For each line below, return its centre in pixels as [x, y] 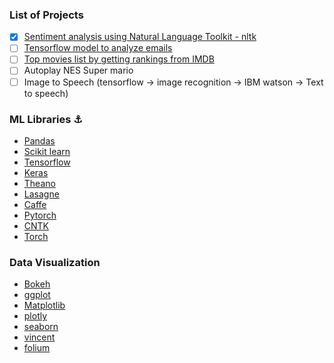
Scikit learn [47, 151]
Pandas [39, 140]
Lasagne [41, 194]
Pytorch [40, 215]
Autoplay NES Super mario [78, 70]
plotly [35, 316]
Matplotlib [44, 305]
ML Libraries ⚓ [46, 119]
